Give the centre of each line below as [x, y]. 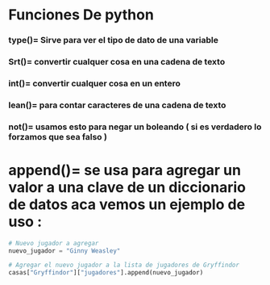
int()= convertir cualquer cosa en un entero [95, 83]
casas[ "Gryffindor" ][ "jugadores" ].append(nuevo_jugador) [106, 273]
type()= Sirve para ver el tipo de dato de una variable [114, 40]
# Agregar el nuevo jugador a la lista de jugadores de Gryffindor [124, 265]
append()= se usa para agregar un [125, 170]
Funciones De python [81, 15]
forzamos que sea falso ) [58, 136]
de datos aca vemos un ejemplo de [127, 204]
